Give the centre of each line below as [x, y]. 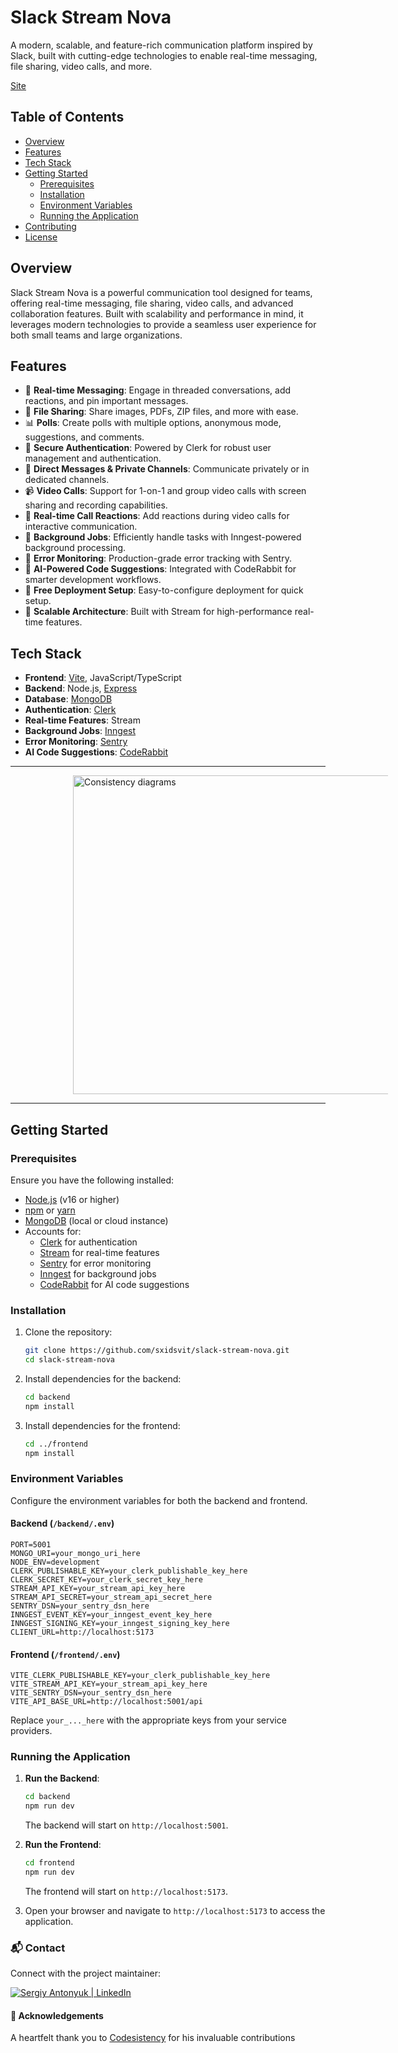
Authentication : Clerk [70, 710]
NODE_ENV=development [55, 1562]
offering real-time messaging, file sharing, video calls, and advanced [152, 303]
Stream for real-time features [99, 1252]
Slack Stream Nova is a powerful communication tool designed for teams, [161, 292]
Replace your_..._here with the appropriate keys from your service [148, 1720]
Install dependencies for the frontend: [102, 1425]
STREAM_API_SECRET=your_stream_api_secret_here [111, 1597]
